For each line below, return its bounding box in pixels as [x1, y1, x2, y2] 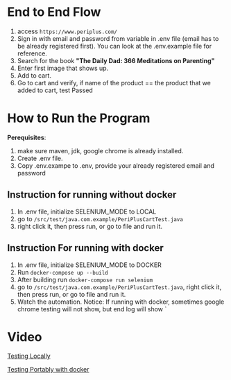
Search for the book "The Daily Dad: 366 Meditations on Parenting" [17, 56, 215, 64]
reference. [17, 49, 47, 58]
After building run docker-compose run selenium [17, 275, 153, 284]
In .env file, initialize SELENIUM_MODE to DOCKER [17, 261, 162, 269]
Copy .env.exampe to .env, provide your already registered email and [17, 161, 215, 170]
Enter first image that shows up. [17, 64, 109, 72]
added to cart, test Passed [17, 86, 94, 94]
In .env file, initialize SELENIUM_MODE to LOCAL [17, 207, 157, 216]
